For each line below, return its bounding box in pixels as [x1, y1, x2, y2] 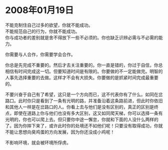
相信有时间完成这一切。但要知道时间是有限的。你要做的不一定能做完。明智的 [5, 68, 163, 74]
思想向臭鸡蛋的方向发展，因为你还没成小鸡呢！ [18, 128, 115, 135]
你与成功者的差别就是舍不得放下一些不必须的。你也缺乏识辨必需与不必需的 [5, 34, 158, 40]
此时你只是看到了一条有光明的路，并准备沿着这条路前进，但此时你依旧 [18, 97, 163, 103]
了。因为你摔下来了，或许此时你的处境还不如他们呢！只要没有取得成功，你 [5, 122, 158, 128]
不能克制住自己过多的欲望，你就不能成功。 [5, 22, 93, 28]
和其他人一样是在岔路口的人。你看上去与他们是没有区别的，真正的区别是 [5, 103, 154, 110]
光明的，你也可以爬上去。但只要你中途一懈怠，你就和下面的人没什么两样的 [5, 116, 158, 122]
